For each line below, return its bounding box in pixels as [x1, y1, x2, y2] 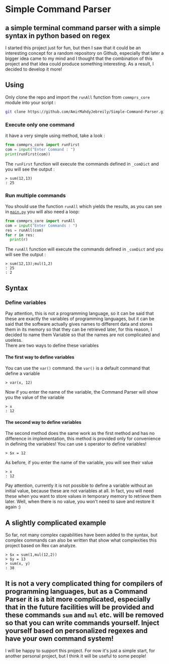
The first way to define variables [5, 354, 74, 360]
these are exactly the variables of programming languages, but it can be [5, 316, 154, 322]
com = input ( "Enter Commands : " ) [5, 223, 78, 228]
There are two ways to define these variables [5, 342, 99, 348]
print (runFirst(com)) [5, 152, 51, 157]
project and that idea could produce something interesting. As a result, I [5, 61, 154, 66]
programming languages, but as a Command [5, 587, 147, 596]
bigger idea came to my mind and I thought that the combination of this [5, 55, 152, 61]
